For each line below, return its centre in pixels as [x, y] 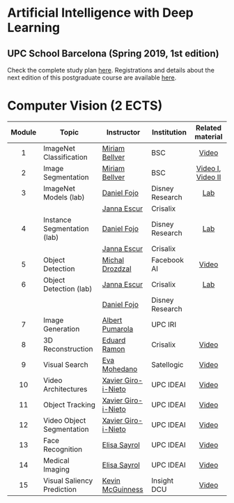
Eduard [114, 340]
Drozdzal [117, 269]
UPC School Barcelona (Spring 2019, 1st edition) [113, 53]
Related [209, 128]
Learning [34, 28]
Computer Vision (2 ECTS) [85, 106]
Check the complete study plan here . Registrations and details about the [111, 70]
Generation [61, 329]
